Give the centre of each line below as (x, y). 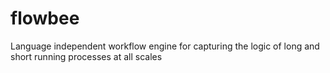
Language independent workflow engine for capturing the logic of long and (165, 46)
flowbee (45, 18)
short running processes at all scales (86, 56)
